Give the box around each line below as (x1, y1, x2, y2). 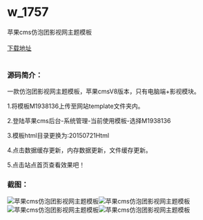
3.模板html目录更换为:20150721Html (7, 131, 109, 140)
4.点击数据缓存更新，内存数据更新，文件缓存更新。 (7, 146, 152, 154)
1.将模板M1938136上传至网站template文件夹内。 (7, 102, 144, 111)
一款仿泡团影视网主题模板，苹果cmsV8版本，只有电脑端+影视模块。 (7, 87, 200, 95)
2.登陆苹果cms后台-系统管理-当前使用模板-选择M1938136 (7, 117, 171, 125)
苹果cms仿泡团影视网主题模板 (7, 28, 92, 36)
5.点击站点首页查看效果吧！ (7, 161, 85, 169)
